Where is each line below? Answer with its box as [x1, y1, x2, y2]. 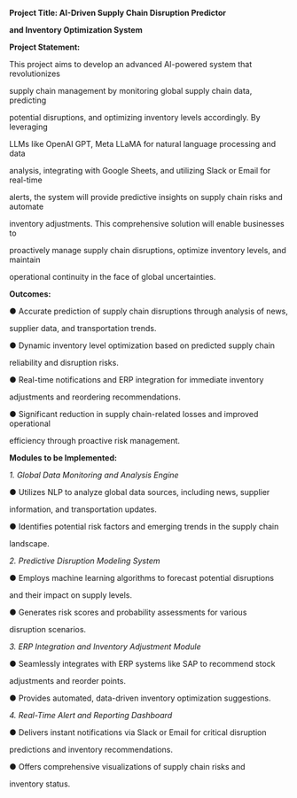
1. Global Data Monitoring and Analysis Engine [9, 469, 179, 480]
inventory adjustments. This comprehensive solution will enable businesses [9, 219, 285, 229]
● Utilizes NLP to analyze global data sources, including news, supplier [9, 487, 270, 497]
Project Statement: [9, 42, 81, 52]
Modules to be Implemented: [9, 453, 118, 463]
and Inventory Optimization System [9, 25, 144, 35]
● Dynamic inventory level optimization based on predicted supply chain [9, 340, 276, 351]
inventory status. [9, 779, 71, 789]
